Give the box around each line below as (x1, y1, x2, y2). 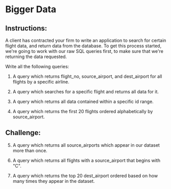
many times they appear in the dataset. (12, 178, 95, 184)
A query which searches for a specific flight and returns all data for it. (12, 89, 159, 95)
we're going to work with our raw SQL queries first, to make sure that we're (5, 48, 163, 54)
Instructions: (5, 24, 47, 33)
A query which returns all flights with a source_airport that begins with (12, 157, 161, 164)
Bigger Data (5, 4, 57, 15)
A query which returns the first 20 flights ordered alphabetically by (12, 109, 153, 114)
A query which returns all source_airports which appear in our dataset (12, 142, 160, 148)
